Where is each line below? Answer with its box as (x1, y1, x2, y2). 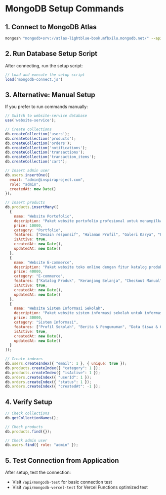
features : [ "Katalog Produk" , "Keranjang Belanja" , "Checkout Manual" (14, 278, 163, 283)
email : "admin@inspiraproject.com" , (9, 177, 85, 182)
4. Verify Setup (5, 397, 53, 406)
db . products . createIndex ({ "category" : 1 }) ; (5, 365, 100, 371)
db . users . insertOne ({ (5, 172, 50, 177)
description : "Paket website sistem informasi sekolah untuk (14, 311, 142, 316)
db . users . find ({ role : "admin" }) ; (5, 442, 79, 447)
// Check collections (5, 411, 50, 416)
